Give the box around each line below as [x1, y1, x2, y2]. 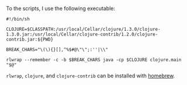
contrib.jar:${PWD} [6, 37, 54, 42]
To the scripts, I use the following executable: [6, 5, 116, 12]
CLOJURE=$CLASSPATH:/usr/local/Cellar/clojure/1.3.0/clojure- [6, 26, 161, 32]
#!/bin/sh [6, 16, 30, 22]
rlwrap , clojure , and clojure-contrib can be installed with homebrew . [6, 72, 175, 79]
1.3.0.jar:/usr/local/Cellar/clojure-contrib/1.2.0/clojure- [6, 31, 158, 37]
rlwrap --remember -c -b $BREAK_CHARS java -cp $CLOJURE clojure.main [6, 57, 182, 63]
